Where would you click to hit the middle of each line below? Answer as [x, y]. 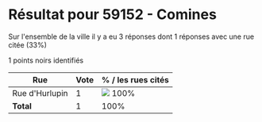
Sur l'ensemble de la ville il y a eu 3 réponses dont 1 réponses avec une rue [131, 36]
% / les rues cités [135, 79]
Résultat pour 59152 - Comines [112, 15]
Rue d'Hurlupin [40, 93]
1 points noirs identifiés [46, 60]
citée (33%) [28, 44]
